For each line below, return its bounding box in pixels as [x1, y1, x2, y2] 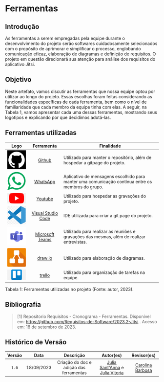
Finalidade [99, 143, 121, 149]
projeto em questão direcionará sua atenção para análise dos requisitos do [5, 56, 156, 62]
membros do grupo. [63, 184, 103, 190]
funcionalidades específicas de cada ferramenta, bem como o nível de [5, 99, 147, 105]
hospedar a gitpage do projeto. [63, 160, 125, 166]
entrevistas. [63, 239, 87, 245]
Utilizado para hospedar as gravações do [63, 193, 146, 199]
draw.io [37, 255, 53, 261]
